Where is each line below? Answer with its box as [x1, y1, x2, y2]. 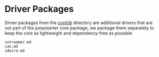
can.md [4, 44, 18, 49]
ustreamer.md [4, 39, 32, 45]
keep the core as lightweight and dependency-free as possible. [4, 30, 134, 36]
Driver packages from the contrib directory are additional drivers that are [4, 20, 153, 26]
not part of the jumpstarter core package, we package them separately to [4, 25, 154, 30]
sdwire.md [4, 48, 25, 53]
